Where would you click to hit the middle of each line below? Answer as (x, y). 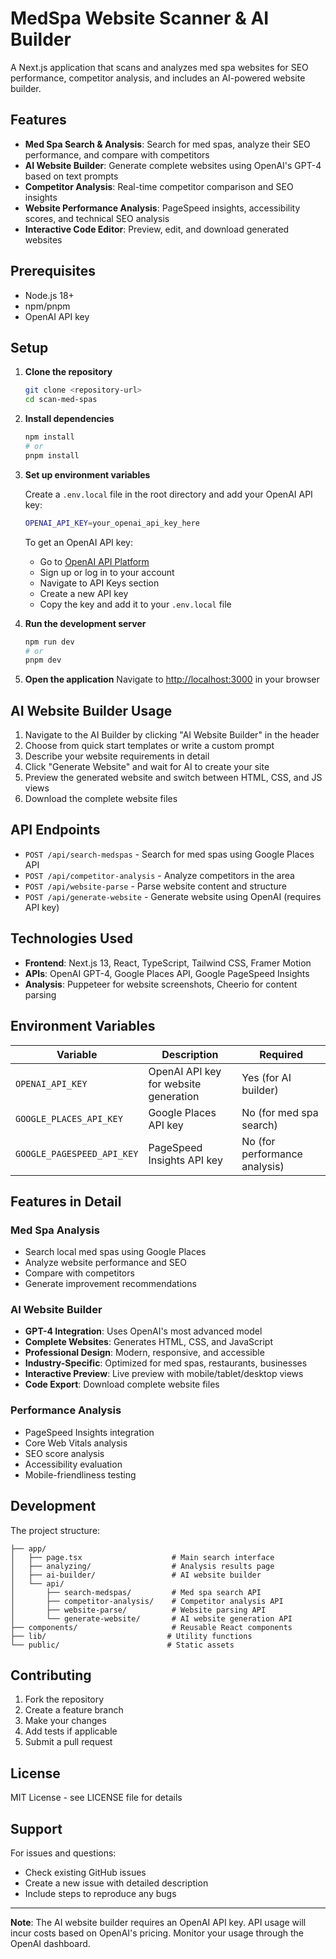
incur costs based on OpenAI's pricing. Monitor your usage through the (157, 1933)
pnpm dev (43, 660)
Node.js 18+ (49, 295)
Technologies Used (71, 938)
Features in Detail (66, 1201)
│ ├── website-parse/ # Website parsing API (138, 1610)
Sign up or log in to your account (107, 572)
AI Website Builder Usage (91, 710)
